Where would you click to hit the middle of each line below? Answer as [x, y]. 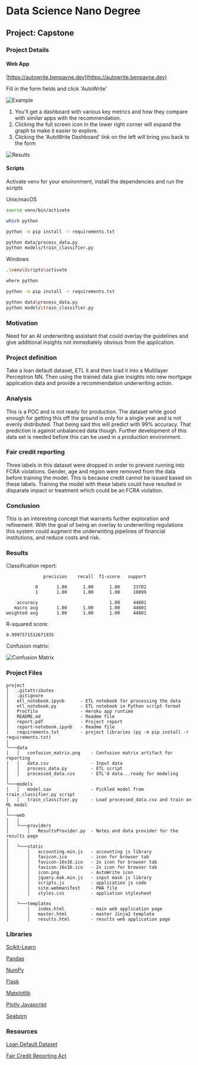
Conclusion [23, 505]
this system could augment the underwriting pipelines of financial [86, 531]
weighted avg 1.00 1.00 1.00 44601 [76, 613]
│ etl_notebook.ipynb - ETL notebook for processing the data [94, 701]
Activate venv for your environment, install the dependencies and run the [95, 181]
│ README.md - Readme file [61, 716]
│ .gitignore [25, 696]
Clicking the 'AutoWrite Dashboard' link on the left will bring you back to [102, 137]
